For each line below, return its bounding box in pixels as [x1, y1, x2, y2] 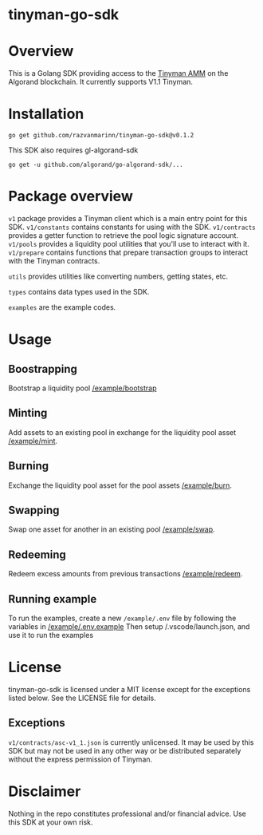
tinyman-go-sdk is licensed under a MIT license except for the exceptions [8, 685, 251, 694]
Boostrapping [8, 362, 78, 376]
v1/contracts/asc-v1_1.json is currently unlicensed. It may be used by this [8, 737, 254, 747]
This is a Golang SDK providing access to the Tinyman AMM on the [8, 69, 229, 78]
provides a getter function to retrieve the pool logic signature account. [8, 231, 239, 240]
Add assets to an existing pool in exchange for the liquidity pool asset [8, 427, 237, 437]
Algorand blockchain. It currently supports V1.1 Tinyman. [8, 77, 194, 87]
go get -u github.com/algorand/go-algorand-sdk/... [8, 161, 183, 169]
